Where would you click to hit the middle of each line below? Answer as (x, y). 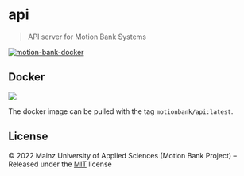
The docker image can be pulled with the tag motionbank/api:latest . (121, 111)
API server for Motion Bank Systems (87, 37)
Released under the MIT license (60, 164)
